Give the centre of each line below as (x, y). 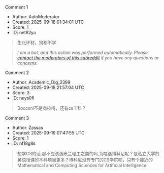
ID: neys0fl (23, 98)
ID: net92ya (24, 32)
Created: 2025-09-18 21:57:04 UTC (48, 87)
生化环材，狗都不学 (37, 43)
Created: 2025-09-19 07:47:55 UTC (48, 133)
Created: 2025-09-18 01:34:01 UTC (48, 22)
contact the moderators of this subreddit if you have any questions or (88, 58)
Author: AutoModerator (36, 17)
